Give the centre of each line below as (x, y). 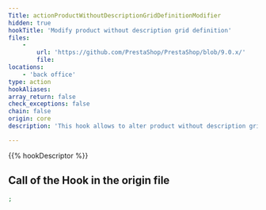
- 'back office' (49, 74)
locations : (26, 67)
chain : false (30, 112)
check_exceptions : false (49, 104)
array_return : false (42, 97)
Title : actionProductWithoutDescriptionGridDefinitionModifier (115, 15)
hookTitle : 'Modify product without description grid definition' (120, 30)
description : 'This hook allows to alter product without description (127, 126)
